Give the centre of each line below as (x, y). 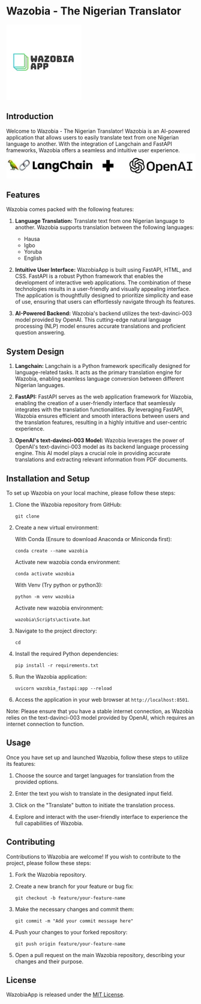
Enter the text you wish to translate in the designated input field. (94, 793)
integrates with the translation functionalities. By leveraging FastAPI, (99, 409)
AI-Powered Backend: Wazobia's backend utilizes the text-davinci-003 (103, 313)
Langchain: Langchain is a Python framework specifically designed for (103, 366)
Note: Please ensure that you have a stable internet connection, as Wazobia (100, 711)
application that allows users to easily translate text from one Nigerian (92, 137)
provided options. (37, 782)
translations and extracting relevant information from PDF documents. (101, 460)
